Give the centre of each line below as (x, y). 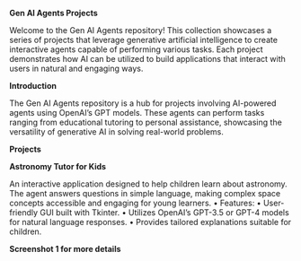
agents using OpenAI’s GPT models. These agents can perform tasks (137, 113)
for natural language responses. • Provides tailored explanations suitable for (150, 222)
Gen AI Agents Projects (54, 13)
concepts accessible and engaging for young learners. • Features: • (136, 203)
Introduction (33, 86)
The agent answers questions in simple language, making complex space (145, 193)
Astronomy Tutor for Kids (58, 166)
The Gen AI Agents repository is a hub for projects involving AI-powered (143, 103)
